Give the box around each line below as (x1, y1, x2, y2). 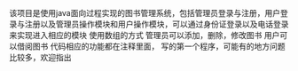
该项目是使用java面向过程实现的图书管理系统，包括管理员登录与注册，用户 (9, 8, 281, 18)
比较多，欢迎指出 (9, 52, 72, 62)
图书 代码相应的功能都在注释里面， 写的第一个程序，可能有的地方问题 (32, 41, 286, 51)
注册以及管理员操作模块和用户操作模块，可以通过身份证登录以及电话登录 (24, 19, 289, 29)
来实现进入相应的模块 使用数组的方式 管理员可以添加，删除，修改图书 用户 (9, 30, 280, 40)
